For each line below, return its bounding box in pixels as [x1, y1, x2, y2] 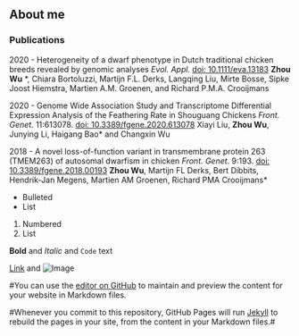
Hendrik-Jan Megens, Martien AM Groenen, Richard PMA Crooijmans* [9, 174, 268, 185]
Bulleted [21, 191, 54, 202]
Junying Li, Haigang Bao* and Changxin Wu [9, 129, 171, 139]
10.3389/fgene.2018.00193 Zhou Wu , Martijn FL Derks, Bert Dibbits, [9, 164, 259, 175]
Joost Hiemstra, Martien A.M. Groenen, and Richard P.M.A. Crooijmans [9, 82, 270, 93]
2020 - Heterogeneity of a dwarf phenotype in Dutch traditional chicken [9, 54, 274, 65]
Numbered [21, 218, 62, 229]
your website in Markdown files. [9, 290, 127, 300]
